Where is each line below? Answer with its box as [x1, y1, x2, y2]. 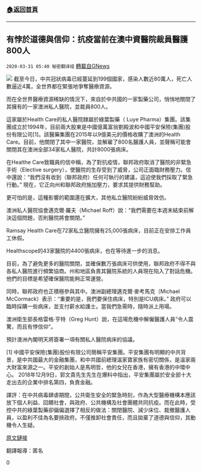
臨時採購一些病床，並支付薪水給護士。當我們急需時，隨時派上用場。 [6, 303, 175, 310]
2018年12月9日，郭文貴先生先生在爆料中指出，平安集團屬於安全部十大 [17, 371, 192, 378]
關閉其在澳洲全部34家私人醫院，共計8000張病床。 [6, 146, 132, 153]
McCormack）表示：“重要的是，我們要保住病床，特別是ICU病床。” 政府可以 [6, 296, 192, 303]
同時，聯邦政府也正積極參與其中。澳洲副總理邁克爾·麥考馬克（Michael [6, 288, 180, 295]
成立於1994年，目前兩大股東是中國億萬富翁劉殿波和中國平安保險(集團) [11, 123, 186, 130]
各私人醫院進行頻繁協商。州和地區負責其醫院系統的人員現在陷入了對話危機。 [6, 267, 196, 275]
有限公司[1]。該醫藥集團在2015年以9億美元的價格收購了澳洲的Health [11, 131, 180, 138]
